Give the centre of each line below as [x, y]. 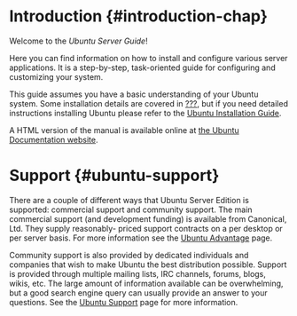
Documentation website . [54, 139]
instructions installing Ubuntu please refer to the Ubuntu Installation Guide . [145, 113]
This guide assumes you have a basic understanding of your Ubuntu [134, 94]
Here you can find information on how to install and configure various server [148, 58]
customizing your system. [56, 76]
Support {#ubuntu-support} [114, 176]
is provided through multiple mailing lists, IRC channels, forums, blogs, [137, 273]
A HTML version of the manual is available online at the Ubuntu [124, 130]
